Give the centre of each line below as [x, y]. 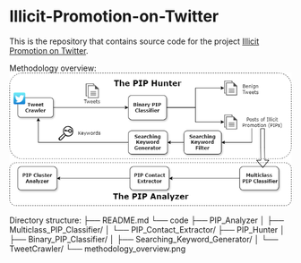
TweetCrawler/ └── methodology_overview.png [98, 249]
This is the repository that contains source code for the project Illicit [134, 41]
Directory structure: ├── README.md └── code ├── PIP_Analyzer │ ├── [147, 220]
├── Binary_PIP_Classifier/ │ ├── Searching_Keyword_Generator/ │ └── [144, 240]
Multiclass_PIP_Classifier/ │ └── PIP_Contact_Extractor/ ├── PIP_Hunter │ [147, 230]
